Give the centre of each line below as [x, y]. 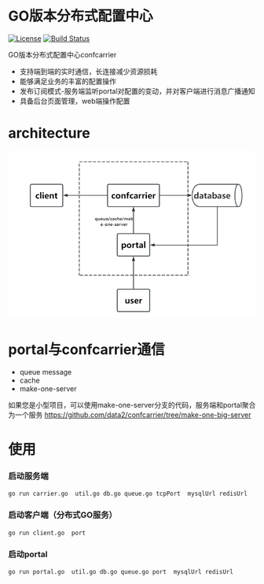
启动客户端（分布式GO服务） [63, 515]
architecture [49, 133]
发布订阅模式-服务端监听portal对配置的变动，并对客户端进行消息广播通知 [137, 91]
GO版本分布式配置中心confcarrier [62, 54]
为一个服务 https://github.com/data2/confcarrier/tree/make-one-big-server [130, 415]
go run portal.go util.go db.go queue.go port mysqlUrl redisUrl [121, 572]
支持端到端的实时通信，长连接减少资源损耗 [88, 71]
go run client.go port [47, 533]
